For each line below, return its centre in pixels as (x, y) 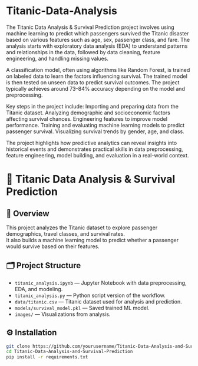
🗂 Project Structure (44, 266)
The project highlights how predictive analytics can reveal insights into (92, 143)
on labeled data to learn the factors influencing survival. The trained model (97, 76)
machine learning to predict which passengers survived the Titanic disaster (98, 33)
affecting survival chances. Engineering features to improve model (87, 118)
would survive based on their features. (53, 246)
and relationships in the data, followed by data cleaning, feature (83, 52)
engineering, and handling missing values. (57, 58)
